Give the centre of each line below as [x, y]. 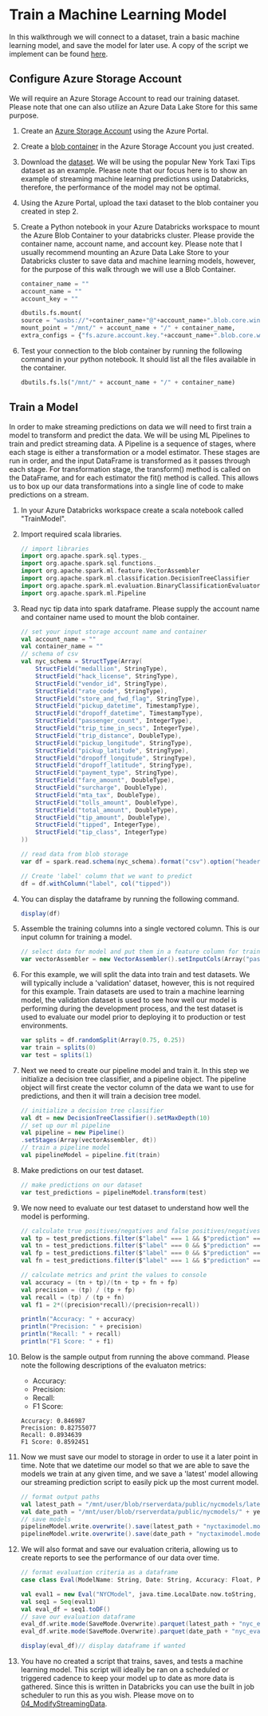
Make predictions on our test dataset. [82, 1170]
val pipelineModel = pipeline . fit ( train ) [91, 1155]
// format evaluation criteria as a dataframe [99, 1573]
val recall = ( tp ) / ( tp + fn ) [73, 1297]
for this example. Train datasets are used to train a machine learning [132, 992]
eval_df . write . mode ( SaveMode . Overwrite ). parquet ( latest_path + [128, 1624]
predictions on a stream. [49, 494]
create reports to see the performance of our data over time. [120, 1558]
